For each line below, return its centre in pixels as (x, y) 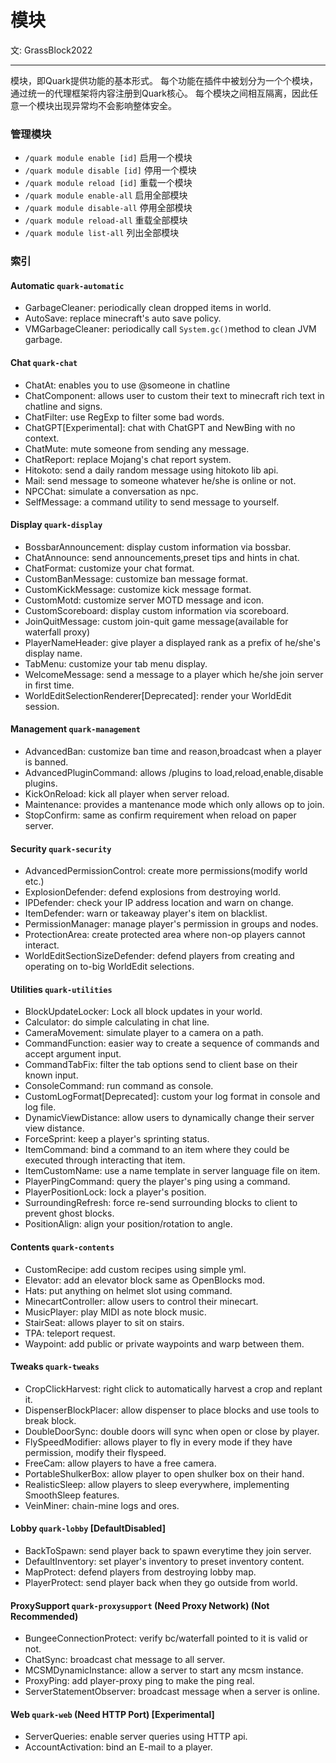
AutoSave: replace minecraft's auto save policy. (123, 318)
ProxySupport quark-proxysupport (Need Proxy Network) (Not (140, 1605)
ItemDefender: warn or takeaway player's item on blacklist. (146, 913)
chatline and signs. (63, 406)
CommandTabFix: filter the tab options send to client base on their (161, 1065)
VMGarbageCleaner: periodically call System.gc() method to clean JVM (170, 329)
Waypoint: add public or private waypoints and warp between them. (164, 1343)
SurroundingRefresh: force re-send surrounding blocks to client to (161, 1203)
